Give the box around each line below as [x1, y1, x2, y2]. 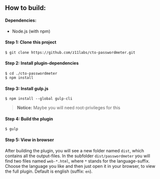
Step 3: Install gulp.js [5, 85, 48, 91]
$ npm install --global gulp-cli [5, 97, 73, 101]
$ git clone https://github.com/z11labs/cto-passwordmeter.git [5, 50, 136, 55]
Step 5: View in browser [5, 137, 54, 143]
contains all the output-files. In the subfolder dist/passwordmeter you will [5, 153, 150, 159]
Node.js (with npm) [12, 28, 51, 34]
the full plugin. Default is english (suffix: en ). [5, 168, 93, 174]
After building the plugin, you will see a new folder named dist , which [5, 147, 144, 153]
